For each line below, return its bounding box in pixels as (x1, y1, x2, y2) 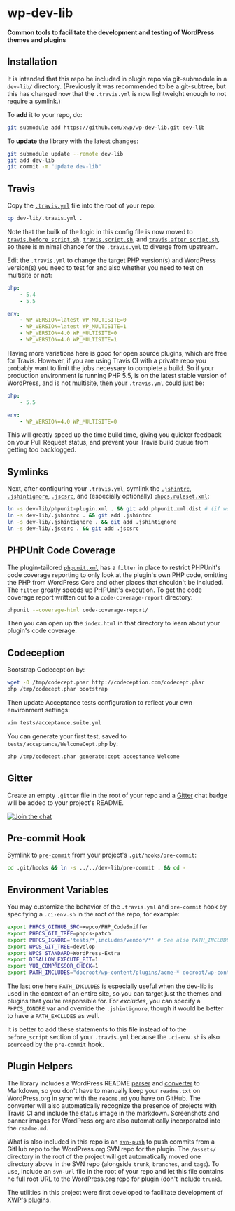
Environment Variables (7, 884, 109, 895)
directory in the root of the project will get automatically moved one (7, 1152, 201, 1161)
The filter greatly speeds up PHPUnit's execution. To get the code (7, 586, 203, 594)
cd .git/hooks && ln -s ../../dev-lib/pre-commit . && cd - (7, 865, 187, 872)
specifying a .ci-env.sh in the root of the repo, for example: (7, 910, 180, 919)
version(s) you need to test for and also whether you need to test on (7, 263, 204, 271)
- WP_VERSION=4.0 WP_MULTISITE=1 (20, 337, 117, 344)
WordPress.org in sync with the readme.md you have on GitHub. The (7, 1094, 201, 1102)
